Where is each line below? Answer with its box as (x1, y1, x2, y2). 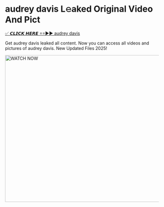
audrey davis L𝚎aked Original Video (5, 3, 153, 15)
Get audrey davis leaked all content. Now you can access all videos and (5, 40, 149, 46)
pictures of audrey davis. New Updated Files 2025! (5, 45, 107, 51)
